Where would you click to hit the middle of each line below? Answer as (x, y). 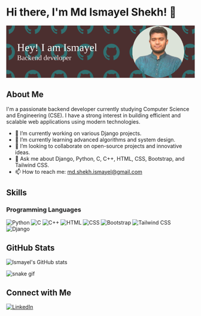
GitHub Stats (31, 248)
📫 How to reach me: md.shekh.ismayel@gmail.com (78, 171)
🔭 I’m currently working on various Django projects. (78, 133)
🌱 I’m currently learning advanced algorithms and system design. (95, 139)
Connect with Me (39, 292)
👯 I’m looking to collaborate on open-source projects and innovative (98, 146)
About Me (25, 95)
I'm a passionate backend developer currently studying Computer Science (98, 109)
